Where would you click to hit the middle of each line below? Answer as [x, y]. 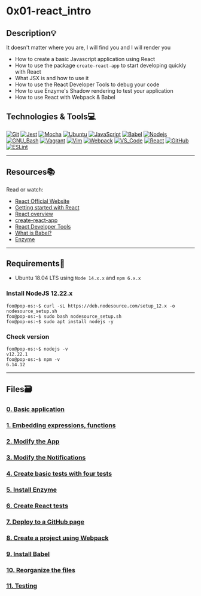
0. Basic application [35, 409]
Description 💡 [31, 33]
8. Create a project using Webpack [57, 538]
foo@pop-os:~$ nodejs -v [37, 349]
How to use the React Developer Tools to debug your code [87, 84]
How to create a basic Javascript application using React [85, 59]
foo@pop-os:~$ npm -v [33, 360]
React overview [34, 214]
